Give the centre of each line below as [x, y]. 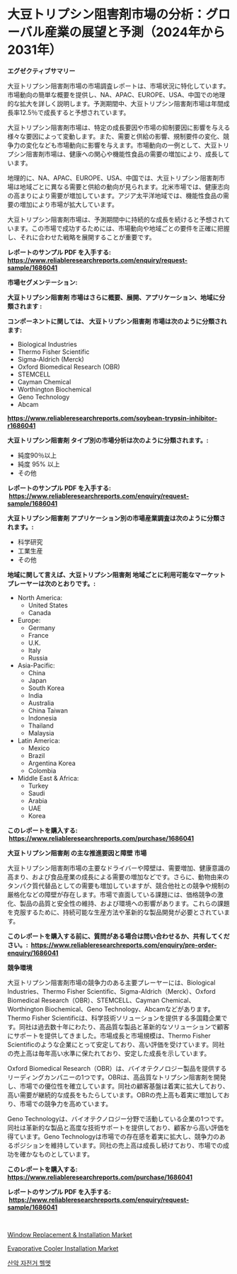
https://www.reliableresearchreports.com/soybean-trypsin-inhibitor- [112, 418]
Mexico [39, 748]
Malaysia [41, 733]
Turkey [38, 786]
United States [48, 605]
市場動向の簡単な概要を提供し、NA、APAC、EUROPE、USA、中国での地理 [116, 94]
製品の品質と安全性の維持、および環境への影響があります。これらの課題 [125, 903]
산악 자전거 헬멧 [29, 1263]
